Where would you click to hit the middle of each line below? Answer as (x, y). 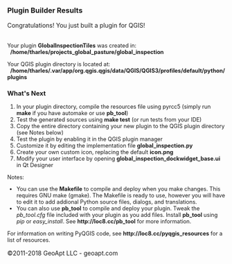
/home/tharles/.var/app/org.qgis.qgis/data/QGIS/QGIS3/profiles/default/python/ (117, 70)
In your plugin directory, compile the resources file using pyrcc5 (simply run (114, 107)
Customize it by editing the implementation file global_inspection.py (105, 146)
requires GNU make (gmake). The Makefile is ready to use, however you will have (121, 196)
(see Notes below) (40, 133)
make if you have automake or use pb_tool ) (72, 113)
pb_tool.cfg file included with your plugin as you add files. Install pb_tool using (117, 215)
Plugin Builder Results (45, 10)
